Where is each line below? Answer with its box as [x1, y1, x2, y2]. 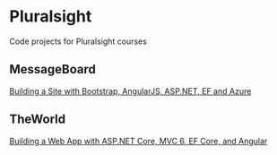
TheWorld [9, 112, 65, 127]
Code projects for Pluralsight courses [9, 36, 148, 47]
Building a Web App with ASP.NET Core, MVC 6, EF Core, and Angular [9, 135, 268, 146]
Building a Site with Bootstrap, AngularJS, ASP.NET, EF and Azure [9, 85, 252, 96]
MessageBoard [9, 62, 97, 77]
